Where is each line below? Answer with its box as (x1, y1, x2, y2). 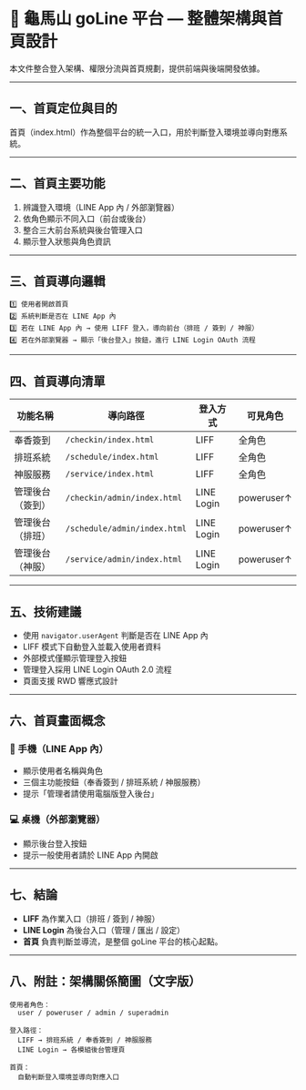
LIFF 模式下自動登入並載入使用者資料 (22, 641, 161, 652)
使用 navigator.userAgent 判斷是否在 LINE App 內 (22, 630, 209, 640)
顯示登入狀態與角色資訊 (22, 236, 111, 247)
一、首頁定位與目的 (9, 101, 117, 117)
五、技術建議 (9, 604, 82, 619)
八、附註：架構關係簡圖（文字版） (9, 973, 201, 989)
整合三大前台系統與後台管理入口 (22, 224, 143, 235)
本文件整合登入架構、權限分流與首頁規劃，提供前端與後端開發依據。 (9, 63, 265, 74)
